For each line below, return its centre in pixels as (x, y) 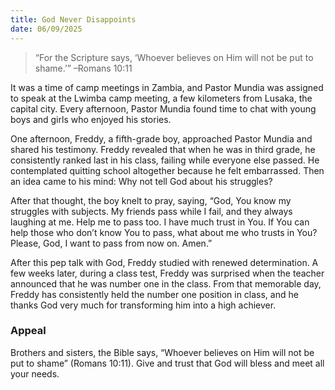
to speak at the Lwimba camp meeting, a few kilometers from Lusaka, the (161, 98)
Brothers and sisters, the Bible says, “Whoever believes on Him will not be (162, 352)
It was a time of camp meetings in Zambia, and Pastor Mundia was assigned (167, 87)
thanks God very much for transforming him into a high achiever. (143, 305)
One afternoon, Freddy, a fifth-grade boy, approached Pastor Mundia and (161, 138)
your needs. (35, 373)
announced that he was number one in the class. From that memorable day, (166, 283)
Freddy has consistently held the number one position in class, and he (154, 294)
